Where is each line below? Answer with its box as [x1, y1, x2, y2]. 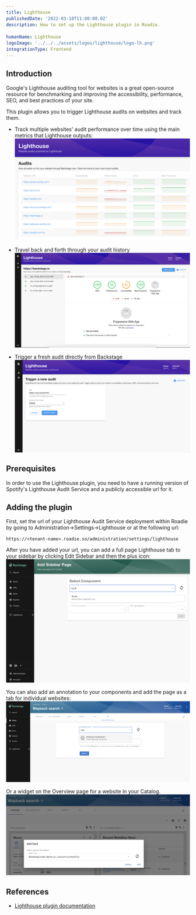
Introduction [6, 69, 52, 79]
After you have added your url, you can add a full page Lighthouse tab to [6, 547, 181, 554]
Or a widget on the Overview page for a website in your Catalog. [6, 788, 161, 795]
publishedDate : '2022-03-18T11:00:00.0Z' [6, 15, 108, 22]
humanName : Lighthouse [6, 34, 61, 40]
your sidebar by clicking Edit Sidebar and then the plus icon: [6, 553, 150, 560]
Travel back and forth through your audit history [14, 246, 130, 253]
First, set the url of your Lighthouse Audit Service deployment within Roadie [6, 518, 188, 525]
